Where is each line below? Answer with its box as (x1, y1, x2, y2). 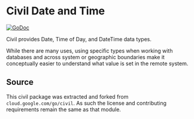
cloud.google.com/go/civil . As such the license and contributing (6, 99, 166, 106)
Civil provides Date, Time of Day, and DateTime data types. (6, 35, 151, 42)
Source (6, 77, 34, 87)
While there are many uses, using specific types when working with (6, 47, 173, 54)
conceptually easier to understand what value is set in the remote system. (6, 60, 189, 67)
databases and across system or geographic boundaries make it (6, 53, 165, 60)
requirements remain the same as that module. (6, 106, 122, 113)
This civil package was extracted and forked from (6, 93, 129, 100)
